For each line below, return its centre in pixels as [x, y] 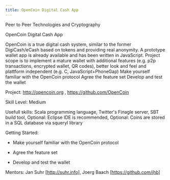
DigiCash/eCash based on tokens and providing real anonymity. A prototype [85, 49]
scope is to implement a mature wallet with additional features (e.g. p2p [81, 60]
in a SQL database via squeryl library [44, 122]
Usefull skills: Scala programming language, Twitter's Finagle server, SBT [82, 112]
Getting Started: [22, 133]
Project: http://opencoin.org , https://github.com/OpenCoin [67, 92]
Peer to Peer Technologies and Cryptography [53, 24]
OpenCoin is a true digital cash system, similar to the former [68, 44]
